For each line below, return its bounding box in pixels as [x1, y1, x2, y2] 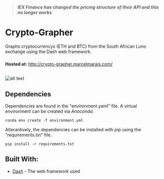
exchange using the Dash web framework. [5, 48, 92, 54]
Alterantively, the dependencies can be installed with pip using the [5, 127, 142, 133]
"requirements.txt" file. [5, 132, 52, 138]
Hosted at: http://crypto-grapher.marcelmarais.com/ [5, 61, 113, 67]
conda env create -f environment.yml [5, 118, 83, 123]
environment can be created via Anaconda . [5, 108, 94, 114]
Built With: [5, 155, 39, 164]
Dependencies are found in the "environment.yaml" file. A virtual [5, 103, 138, 109]
